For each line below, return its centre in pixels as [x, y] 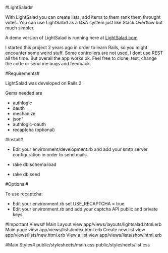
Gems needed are [24, 93]
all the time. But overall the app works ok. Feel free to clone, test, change [81, 58]
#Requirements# [22, 73]
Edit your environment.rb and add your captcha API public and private [85, 209]
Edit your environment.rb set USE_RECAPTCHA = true [68, 204]
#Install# [14, 139]
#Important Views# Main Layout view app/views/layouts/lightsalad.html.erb [83, 224]
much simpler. [20, 28]
